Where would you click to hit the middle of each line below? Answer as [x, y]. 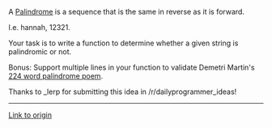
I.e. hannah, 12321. [39, 27]
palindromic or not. [40, 51]
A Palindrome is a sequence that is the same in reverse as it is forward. [127, 12]
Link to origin [30, 115]
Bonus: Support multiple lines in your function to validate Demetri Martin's [132, 67]
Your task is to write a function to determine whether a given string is [123, 43]
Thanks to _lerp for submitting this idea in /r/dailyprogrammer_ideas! [123, 92]
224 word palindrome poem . [56, 76]
